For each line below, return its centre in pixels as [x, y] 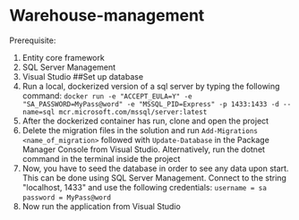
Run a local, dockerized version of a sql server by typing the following [151, 86]
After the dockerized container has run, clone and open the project [145, 121]
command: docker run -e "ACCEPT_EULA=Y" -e [107, 96]
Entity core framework [63, 57]
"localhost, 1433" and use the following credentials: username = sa [144, 187]
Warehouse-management [107, 16]
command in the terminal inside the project [101, 158]
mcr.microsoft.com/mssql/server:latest [133, 112]
